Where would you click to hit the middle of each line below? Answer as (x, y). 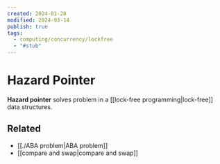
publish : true (28, 26)
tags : (15, 33)
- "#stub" (27, 46)
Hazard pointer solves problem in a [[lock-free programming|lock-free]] (110, 99)
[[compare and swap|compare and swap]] (78, 153)
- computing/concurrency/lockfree (63, 40)
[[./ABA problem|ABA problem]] (62, 145)
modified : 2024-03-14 (39, 20)
